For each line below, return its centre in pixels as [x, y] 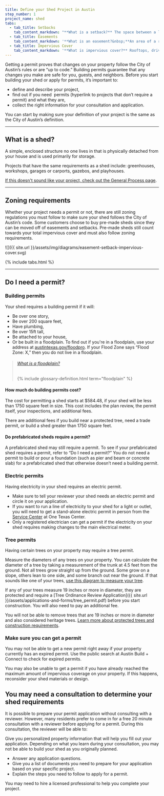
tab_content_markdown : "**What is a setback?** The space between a [85, 32]
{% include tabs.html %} [30, 262]
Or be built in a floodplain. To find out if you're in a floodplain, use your [83, 342]
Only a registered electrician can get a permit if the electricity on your [82, 522]
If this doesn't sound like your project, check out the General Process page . [81, 181]
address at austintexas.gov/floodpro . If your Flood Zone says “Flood [81, 347]
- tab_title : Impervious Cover [41, 46]
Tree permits [20, 540]
